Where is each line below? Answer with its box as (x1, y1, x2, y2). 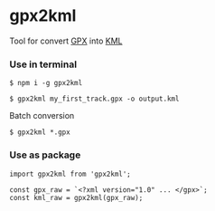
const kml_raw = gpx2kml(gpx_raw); (9, 193, 144, 202)
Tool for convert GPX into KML (9, 35, 123, 46)
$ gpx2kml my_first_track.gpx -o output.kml (9, 94, 180, 104)
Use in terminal (9, 58, 78, 71)
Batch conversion (9, 110, 75, 121)
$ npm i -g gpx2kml (9, 79, 83, 88)
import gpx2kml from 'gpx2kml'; (9, 169, 131, 178)
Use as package (9, 149, 81, 161)
